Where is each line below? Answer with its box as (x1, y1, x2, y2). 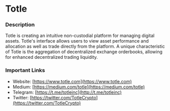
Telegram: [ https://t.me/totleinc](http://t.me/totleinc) (12, 89, 122, 95)
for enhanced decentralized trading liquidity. (5, 54, 98, 60)
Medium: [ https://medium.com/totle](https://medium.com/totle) (12, 84, 145, 90)
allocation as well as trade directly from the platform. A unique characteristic (5, 44, 165, 50)
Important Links (5, 67, 45, 74)
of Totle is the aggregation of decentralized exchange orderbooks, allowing (5, 49, 163, 55)
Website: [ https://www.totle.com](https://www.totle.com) (12, 78, 132, 84)
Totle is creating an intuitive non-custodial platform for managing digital (5, 32, 155, 39)
